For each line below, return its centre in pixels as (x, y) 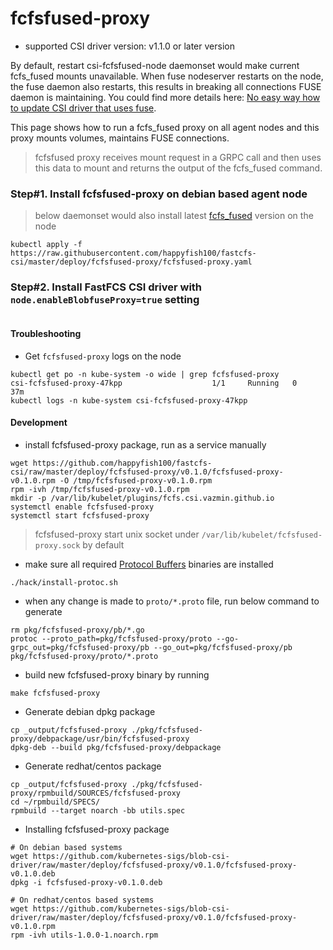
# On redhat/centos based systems (82, 900)
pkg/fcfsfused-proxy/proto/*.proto (84, 656)
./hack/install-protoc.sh (64, 582)
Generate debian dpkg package (90, 711)
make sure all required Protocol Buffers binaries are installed (149, 564)
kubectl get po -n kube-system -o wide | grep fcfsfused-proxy (145, 374)
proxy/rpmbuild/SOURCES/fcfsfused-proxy (96, 793)
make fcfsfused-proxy (55, 693)
